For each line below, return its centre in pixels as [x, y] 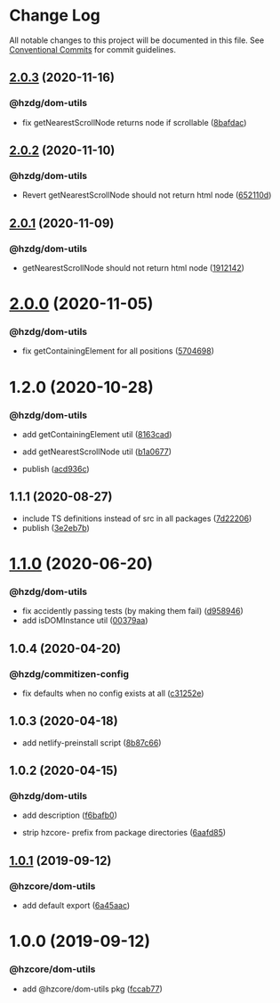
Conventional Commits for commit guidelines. [92, 49]
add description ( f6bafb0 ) [70, 815]
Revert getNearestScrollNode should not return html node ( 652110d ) [147, 195]
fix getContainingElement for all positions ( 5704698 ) [118, 351]
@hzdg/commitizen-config [69, 673]
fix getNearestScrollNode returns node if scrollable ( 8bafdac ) [134, 122]
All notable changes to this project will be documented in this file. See [137, 40]
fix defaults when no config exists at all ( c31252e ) [113, 693]
